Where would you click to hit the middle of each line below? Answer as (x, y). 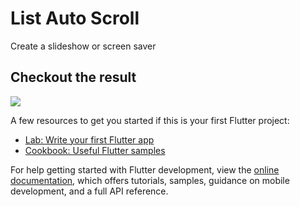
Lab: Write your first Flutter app (89, 139)
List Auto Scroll (75, 18)
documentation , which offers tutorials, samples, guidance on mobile (150, 180)
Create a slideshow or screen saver (83, 46)
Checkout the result (73, 77)
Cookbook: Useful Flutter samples (95, 150)
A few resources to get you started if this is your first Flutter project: (150, 120)
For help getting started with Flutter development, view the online (145, 169)
